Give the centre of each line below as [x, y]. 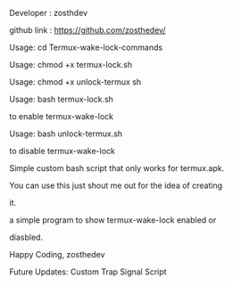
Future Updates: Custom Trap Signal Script [88, 272]
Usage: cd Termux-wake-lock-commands [86, 47]
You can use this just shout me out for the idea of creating [116, 185]
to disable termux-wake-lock [62, 151]
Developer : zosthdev [48, 13]
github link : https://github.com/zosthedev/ [88, 30]
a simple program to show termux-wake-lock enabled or [113, 220]
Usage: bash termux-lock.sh [62, 99]
